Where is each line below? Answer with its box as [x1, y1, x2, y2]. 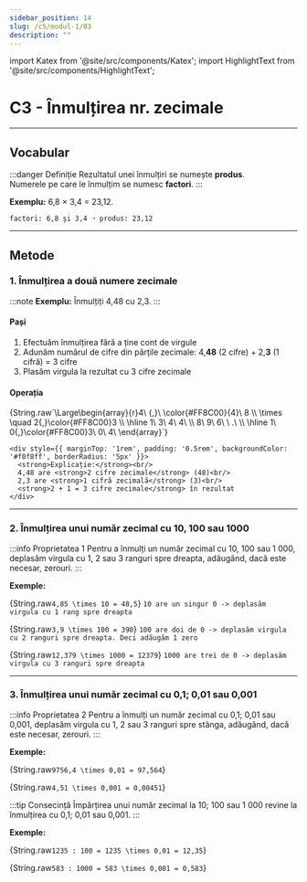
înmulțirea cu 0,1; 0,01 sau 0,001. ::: [9, 809, 140, 820]
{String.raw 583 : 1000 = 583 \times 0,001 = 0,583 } [9, 862, 207, 873]
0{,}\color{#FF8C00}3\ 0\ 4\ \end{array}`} [9, 427, 169, 438]
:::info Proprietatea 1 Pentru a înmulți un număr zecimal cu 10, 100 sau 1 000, [9, 543, 296, 554]
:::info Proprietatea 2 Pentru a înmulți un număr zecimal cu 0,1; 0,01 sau [9, 709, 276, 720]
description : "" [9, 30, 71, 39]
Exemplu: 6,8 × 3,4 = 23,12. [9, 197, 114, 207]
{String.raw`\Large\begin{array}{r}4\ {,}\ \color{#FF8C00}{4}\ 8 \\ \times [9, 408, 283, 419]
